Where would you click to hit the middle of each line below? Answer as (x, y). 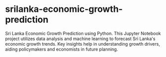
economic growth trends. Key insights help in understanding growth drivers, (83, 44)
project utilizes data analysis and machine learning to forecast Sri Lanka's (80, 39)
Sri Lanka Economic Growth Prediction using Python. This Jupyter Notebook (83, 33)
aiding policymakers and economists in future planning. (61, 49)
